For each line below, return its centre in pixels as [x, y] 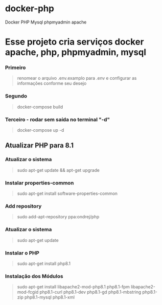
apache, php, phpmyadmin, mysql [76, 52]
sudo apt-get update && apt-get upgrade [58, 170]
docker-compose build [40, 107]
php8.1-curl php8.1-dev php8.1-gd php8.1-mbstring [90, 292]
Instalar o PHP [22, 253]
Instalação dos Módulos [34, 276]
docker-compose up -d [41, 130]
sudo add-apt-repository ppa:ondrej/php [58, 217]
